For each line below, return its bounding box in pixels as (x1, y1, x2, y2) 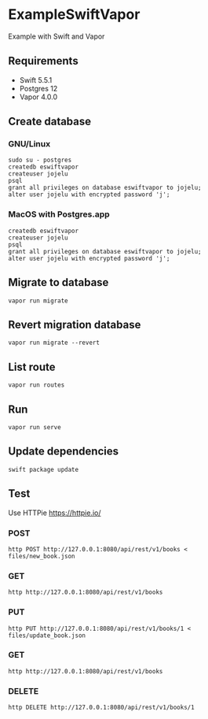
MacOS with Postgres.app (8, 209, 110, 220)
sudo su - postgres (8, 156, 72, 165)
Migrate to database (8, 276, 109, 289)
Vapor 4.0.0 (19, 92, 58, 102)
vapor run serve (8, 423, 61, 431)
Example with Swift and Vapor (8, 32, 105, 41)
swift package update (8, 465, 79, 473)
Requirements (8, 54, 78, 68)
